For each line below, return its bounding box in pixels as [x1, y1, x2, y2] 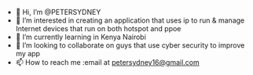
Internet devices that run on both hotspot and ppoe [15, 24, 181, 33]
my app [15, 49, 41, 58]
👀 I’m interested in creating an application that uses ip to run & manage [15, 16, 245, 25]
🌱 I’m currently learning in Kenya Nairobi [15, 32, 147, 41]
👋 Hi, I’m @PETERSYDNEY [15, 8, 101, 16]
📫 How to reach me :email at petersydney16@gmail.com [15, 58, 200, 66]
